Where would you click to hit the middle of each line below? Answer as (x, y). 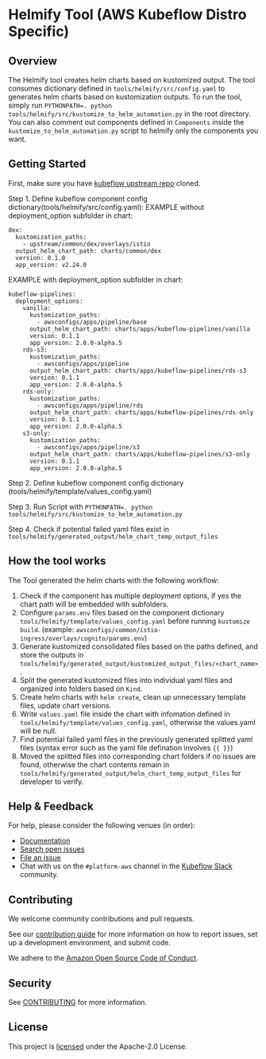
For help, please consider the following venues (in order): (102, 825)
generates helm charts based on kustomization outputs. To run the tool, (125, 97)
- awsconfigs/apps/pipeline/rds (91, 405)
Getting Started (47, 164)
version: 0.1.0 (40, 258)
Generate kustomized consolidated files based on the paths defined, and (139, 646)
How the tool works (57, 561)
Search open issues (52, 849)
